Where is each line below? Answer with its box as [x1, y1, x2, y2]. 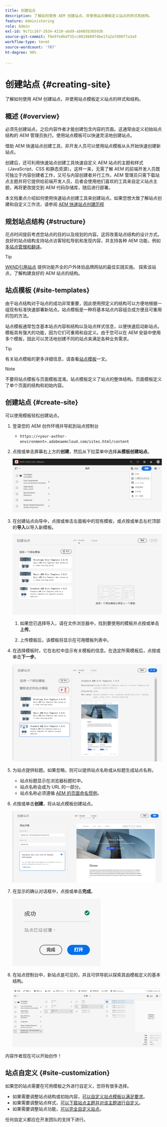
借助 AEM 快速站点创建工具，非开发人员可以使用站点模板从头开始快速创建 [5, 143, 157, 149]
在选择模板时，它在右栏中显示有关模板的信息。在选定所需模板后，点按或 [12, 647, 161, 653]
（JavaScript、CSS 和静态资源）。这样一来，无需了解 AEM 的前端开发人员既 [5, 166, 160, 172]
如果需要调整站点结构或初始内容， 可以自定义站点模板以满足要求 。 [12, 1093, 148, 1099]
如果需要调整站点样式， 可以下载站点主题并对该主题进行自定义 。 [12, 1100, 143, 1106]
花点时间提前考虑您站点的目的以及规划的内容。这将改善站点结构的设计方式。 [5, 232, 162, 238]
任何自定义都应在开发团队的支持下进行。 [5, 1116, 88, 1123]
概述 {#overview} [5, 112, 60, 120]
